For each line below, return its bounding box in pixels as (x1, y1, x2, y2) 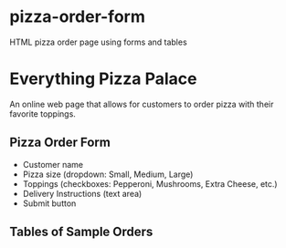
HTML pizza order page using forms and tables (9, 36, 187, 47)
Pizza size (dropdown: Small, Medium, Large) (22, 169, 194, 180)
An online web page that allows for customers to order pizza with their (9, 98, 274, 109)
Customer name (22, 159, 84, 170)
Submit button (22, 198, 77, 209)
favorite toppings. (9, 108, 76, 119)
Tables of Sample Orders (9, 224, 154, 240)
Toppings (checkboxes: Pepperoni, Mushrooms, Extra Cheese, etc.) (22, 178, 278, 189)
